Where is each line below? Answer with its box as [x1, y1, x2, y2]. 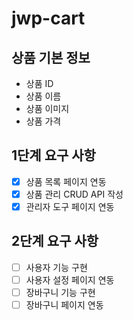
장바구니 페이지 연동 [25, 299, 104, 311]
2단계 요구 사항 [11, 233, 99, 250]
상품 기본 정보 [11, 49, 91, 66]
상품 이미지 [25, 103, 70, 114]
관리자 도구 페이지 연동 [25, 200, 115, 212]
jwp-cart [11, 7, 86, 30]
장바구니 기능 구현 [25, 286, 96, 298]
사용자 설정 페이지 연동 [25, 273, 115, 286]
